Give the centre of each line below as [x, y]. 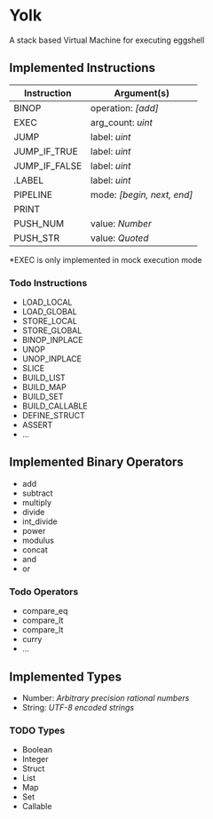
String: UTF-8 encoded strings [78, 707]
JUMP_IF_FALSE [48, 165]
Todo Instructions [48, 282]
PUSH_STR [37, 238]
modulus [38, 540]
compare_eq [45, 611]
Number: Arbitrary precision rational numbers [106, 697]
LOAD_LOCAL [47, 302]
